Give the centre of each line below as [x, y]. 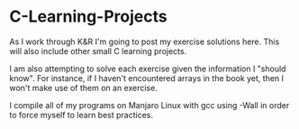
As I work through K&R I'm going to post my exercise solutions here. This [145, 41]
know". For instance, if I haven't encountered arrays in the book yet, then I [147, 78]
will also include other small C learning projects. [98, 51]
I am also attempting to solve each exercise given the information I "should [148, 69]
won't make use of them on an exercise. [83, 88]
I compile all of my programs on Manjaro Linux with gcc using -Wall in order [149, 105]
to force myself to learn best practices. [81, 115]
